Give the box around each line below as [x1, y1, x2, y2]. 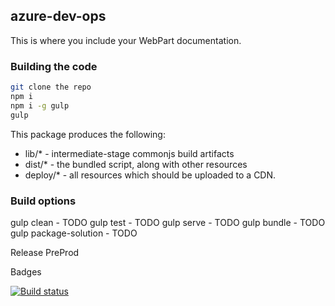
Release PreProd [10, 246, 80, 258]
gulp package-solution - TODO [10, 227, 138, 239]
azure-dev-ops [10, 8, 107, 25]
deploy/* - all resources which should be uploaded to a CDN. [24, 169, 277, 181]
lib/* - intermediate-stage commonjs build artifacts [24, 147, 235, 159]
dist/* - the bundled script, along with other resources [24, 158, 248, 170]
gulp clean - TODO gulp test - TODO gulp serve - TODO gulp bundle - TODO [10, 216, 326, 228]
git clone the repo [10, 82, 92, 93]
